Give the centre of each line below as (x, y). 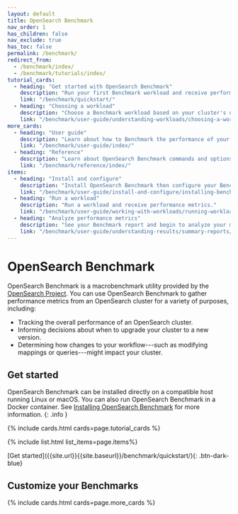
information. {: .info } (38, 415)
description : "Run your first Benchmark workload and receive (114, 93)
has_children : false (38, 34)
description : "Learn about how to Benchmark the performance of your (125, 139)
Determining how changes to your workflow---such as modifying (113, 345)
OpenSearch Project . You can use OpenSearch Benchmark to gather (107, 294)
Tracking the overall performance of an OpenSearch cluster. (105, 323)
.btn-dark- (214, 456)
